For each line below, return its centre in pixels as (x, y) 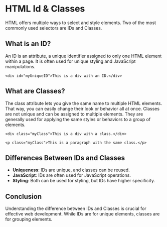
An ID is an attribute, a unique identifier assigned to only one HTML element (83, 56)
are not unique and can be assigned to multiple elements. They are (74, 114)
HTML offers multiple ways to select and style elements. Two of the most (81, 23)
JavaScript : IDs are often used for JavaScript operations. (72, 175)
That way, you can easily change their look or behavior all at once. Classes (82, 108)
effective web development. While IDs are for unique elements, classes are (82, 214)
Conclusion (24, 196)
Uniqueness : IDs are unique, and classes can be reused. (71, 170)
